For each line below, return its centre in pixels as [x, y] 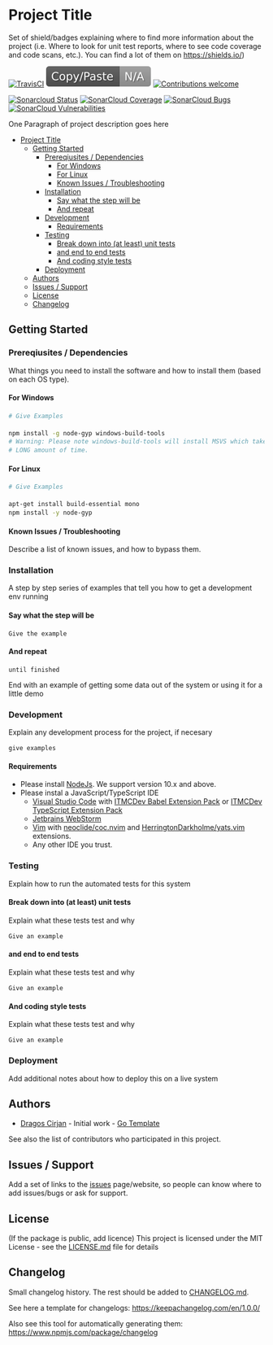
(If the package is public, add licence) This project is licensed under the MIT [136, 1238]
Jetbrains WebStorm [67, 819]
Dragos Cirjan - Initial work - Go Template [90, 1124]
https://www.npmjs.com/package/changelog [83, 1332]
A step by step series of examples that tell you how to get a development [130, 588]
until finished [34, 670]
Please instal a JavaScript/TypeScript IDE [89, 793]
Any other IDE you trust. [72, 845]
